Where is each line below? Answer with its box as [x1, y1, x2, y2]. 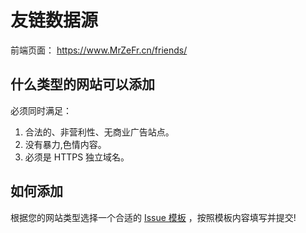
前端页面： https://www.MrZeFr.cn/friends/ [10, 44, 188, 56]
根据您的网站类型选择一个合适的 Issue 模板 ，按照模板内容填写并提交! [10, 211, 297, 223]
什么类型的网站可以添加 [10, 76, 155, 93]
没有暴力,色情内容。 [24, 138, 107, 150]
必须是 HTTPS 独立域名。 [24, 151, 130, 163]
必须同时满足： [10, 104, 72, 116]
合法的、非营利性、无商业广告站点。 [24, 126, 175, 138]
